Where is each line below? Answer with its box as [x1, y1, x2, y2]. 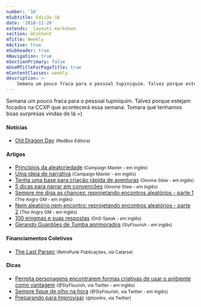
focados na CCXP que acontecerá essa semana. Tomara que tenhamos [6, 104, 182, 110]
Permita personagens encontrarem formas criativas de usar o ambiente [14, 275, 191, 282]
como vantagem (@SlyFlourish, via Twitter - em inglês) [14, 281, 135, 288]
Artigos [6, 151, 26, 158]
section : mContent [6, 31, 52, 37]
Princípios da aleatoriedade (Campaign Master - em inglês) [14, 164, 148, 171]
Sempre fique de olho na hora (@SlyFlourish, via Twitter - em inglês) [14, 287, 169, 294]
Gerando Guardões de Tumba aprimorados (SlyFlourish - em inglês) [14, 221, 173, 228]
